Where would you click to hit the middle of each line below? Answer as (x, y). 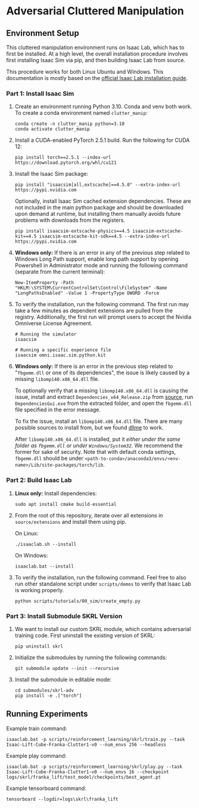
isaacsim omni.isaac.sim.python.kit (60, 355)
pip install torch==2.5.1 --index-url (63, 158)
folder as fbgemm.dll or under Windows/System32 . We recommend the (99, 446)
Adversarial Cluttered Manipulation (95, 11)
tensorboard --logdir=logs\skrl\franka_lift (62, 799)
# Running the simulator (46, 334)
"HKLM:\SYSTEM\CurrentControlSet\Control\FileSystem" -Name (91, 288)
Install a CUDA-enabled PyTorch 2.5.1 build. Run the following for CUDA (102, 140)
